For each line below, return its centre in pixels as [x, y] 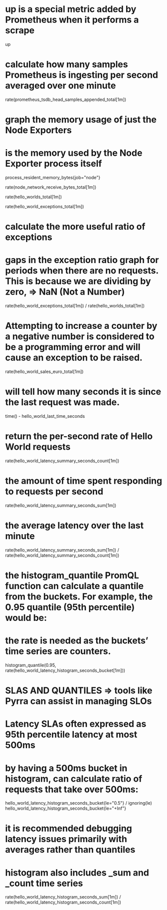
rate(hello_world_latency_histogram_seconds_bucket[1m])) [65, 670]
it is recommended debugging [69, 828]
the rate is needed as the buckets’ [77, 641]
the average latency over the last [74, 526]
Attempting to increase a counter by [81, 326]
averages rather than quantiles [70, 850]
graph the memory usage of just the [81, 120]
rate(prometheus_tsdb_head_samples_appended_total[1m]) [66, 99]
